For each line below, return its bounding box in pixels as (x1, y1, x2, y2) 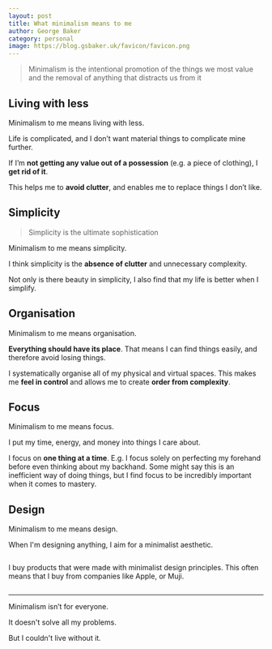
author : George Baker (8, 27, 82, 35)
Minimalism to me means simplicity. (8, 243, 127, 252)
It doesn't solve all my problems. (8, 617, 117, 627)
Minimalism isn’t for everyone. (8, 602, 109, 612)
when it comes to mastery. (8, 479, 97, 489)
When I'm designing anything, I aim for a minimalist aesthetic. (8, 540, 214, 550)
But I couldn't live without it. (8, 634, 101, 643)
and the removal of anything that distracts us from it (28, 73, 202, 83)
